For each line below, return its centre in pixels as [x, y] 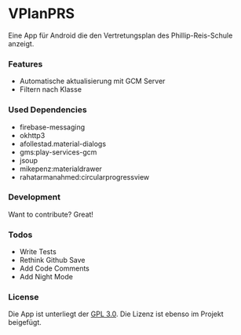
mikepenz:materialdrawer [60, 169]
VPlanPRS [42, 14]
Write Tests [38, 252]
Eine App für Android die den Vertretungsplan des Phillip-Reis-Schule [120, 35]
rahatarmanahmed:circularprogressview [84, 177]
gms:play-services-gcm [58, 152]
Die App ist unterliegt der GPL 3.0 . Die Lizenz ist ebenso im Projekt [116, 314]
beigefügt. [25, 322]
